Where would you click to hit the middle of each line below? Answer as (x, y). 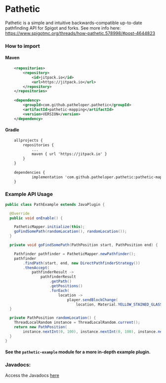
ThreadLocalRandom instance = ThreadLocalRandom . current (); (77, 323)
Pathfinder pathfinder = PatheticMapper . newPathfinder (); (75, 254)
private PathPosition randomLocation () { (53, 318)
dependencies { (30, 172)
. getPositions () (66, 286)
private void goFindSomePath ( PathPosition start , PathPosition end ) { (84, 245)
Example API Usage (29, 194)
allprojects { (28, 140)
